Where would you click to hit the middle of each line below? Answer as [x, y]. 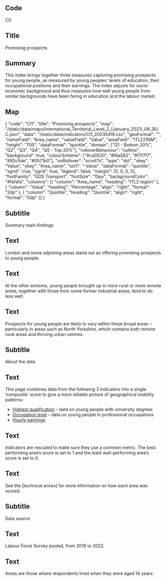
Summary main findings [29, 225]
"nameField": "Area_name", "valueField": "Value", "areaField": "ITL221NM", [81, 140]
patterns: [14, 400]
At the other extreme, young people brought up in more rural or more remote [83, 285]
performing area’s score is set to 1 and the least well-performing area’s [77, 452]
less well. [15, 296]
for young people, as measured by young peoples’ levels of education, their [82, 80]
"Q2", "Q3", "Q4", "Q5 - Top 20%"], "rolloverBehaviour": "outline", [73, 150]
